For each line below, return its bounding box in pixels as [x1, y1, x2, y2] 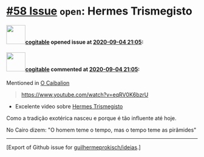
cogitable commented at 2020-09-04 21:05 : [25, 65, 140, 73]
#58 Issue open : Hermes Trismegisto [6, 4, 192, 18]
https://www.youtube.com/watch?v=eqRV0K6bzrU [21, 91, 149, 98]
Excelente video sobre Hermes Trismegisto [15, 102, 123, 110]
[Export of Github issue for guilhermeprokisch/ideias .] [6, 144, 141, 151]
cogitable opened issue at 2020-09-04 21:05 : [25, 38, 144, 45]
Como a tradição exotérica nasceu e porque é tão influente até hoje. [6, 114, 177, 122]
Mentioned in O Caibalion [6, 79, 70, 86]
